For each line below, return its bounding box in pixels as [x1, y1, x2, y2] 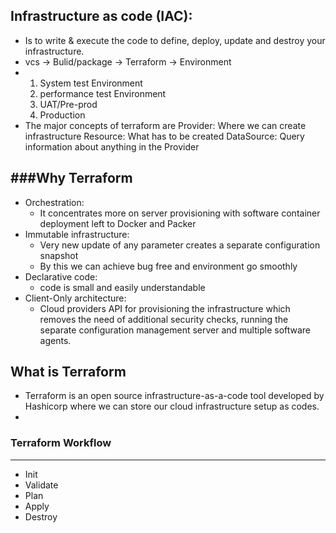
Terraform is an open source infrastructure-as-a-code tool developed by [24, 390, 325, 402]
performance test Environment [39, 87, 167, 99]
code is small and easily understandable [39, 281, 206, 293]
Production [39, 109, 86, 121]
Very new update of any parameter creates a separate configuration [39, 239, 321, 251]
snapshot [39, 249, 79, 261]
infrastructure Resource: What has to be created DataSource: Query [24, 130, 305, 142]
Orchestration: [24, 196, 85, 208]
